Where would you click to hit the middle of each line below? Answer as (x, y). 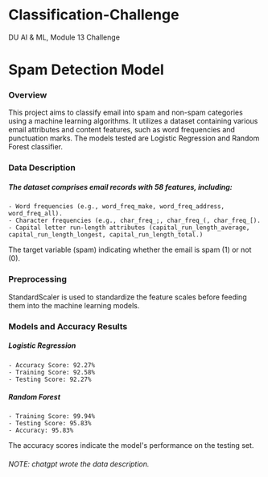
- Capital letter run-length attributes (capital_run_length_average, (129, 228)
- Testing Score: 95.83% (50, 424)
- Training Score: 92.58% (52, 372)
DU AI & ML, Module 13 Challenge (64, 37)
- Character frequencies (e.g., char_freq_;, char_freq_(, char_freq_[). (135, 221)
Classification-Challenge (94, 15)
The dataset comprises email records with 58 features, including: (121, 186)
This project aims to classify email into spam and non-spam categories (126, 113)
